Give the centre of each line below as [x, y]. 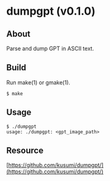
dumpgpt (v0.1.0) [51, 11]
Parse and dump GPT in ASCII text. [50, 48]
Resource [25, 151]
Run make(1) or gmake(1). [38, 82]
